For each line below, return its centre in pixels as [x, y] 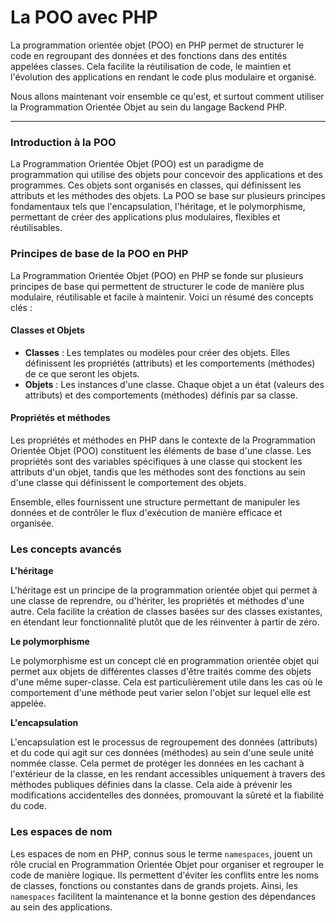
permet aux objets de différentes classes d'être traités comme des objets [161, 672]
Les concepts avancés [66, 549]
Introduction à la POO [63, 142]
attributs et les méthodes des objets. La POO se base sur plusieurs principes [168, 196]
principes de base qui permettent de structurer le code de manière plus [157, 286]
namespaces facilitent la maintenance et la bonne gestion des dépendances [163, 896]
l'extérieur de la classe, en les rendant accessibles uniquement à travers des [168, 774]
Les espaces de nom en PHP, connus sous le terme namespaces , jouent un [161, 853]
